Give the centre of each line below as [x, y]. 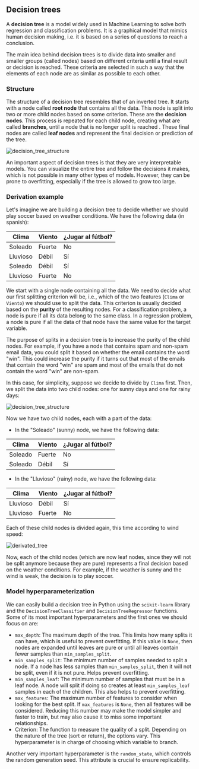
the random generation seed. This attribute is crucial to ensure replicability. [98, 760]
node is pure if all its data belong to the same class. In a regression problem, [99, 316]
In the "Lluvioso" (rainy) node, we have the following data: [86, 479]
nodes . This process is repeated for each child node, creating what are [93, 120]
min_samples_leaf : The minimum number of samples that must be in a [100, 679]
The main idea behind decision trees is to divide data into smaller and [91, 54]
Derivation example [35, 197]
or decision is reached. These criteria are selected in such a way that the [95, 67]
